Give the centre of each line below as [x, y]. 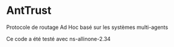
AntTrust [29, 11]
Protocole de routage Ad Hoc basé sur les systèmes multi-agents [87, 27]
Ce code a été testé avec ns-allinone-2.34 [58, 39]
